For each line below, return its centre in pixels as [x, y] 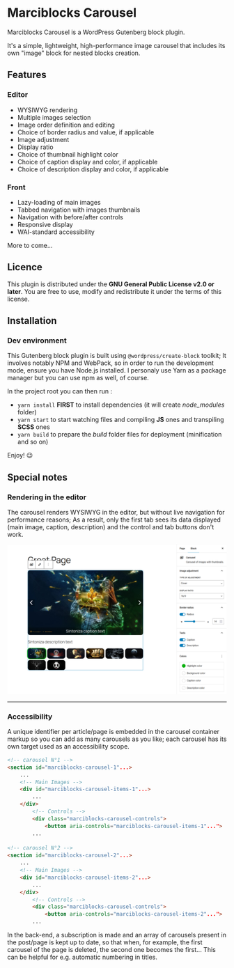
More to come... [30, 245]
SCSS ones [33, 427]
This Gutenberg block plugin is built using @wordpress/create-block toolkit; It [117, 356]
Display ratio [35, 147]
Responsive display [45, 224]
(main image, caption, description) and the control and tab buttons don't [111, 527]
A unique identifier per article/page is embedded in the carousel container [114, 731]
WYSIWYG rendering [47, 110]
